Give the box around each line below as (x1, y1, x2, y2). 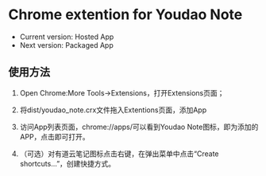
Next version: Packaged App (19, 40, 114, 49)
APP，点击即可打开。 (19, 131, 90, 141)
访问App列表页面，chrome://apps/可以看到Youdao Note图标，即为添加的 (19, 122, 259, 131)
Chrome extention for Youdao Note (8, 6, 243, 24)
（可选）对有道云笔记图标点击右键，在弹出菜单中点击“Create (19, 149, 219, 158)
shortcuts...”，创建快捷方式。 (19, 158, 116, 168)
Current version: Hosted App (19, 32, 114, 41)
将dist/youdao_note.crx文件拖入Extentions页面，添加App (19, 105, 207, 115)
